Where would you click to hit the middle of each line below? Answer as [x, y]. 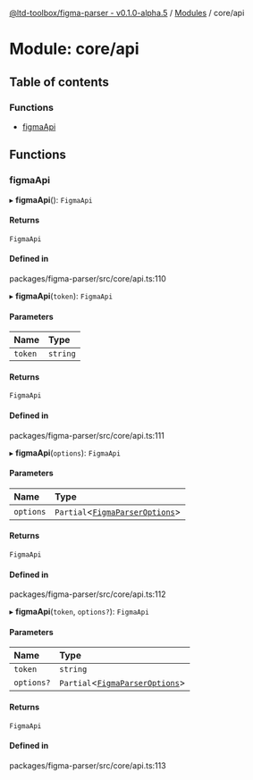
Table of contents [59, 82]
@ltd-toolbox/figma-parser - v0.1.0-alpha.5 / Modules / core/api [127, 13]
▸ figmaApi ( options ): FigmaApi [65, 453]
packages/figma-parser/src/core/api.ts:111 [87, 435]
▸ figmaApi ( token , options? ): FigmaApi [79, 612]
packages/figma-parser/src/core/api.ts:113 [88, 765]
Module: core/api [74, 49]
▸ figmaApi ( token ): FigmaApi [61, 296]
